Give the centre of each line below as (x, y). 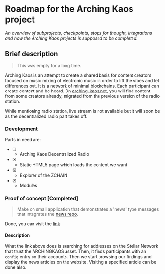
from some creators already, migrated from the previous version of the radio (82, 96)
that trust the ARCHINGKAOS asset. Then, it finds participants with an (76, 251)
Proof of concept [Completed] (42, 198)
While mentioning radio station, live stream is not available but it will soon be (82, 111)
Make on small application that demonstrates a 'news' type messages (88, 209)
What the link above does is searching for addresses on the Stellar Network (82, 246)
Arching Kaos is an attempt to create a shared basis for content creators (78, 75)
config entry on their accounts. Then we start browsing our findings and (78, 256)
